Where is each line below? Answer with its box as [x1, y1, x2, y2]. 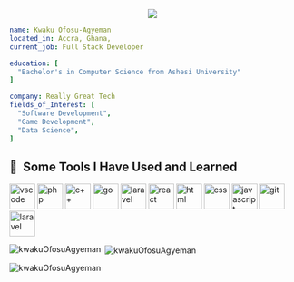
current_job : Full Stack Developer [9, 42, 144, 52]
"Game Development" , [17, 117, 95, 126]
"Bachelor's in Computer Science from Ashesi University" [17, 67, 242, 76]
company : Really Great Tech [9, 92, 116, 102]
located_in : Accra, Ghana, [9, 34, 112, 43]
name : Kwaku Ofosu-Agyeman [9, 25, 112, 34]
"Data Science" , [17, 125, 79, 135]
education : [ [9, 59, 59, 68]
